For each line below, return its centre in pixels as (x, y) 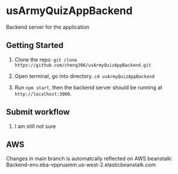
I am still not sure (35, 126)
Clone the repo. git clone (46, 59)
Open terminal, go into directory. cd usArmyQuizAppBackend (85, 76)
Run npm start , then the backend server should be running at (88, 87)
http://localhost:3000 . (43, 93)
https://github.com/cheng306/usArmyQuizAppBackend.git (83, 65)
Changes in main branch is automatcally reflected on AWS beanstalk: (89, 159)
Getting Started (35, 45)
